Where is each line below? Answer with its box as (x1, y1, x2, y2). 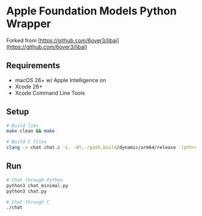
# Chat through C (6, 199, 50, 205)
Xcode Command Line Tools (14, 89, 85, 97)
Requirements (6, 61, 60, 71)
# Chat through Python (6, 177, 63, 183)
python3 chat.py (6, 188, 47, 194)
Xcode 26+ (14, 83, 43, 90)
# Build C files (6, 139, 47, 145)
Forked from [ (6, 37, 40, 44)
